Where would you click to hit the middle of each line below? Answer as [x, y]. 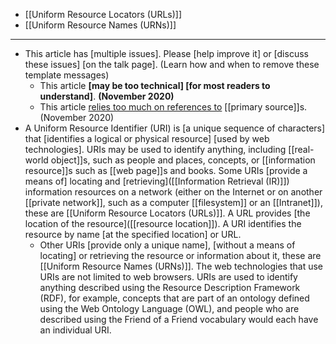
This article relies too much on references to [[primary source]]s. [173, 107]
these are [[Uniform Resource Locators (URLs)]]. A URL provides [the [167, 213]
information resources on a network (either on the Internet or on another [173, 192]
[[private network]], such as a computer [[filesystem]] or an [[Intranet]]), [173, 202]
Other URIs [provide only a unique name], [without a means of [167, 245]
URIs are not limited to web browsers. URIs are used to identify [168, 277]
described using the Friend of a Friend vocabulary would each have [179, 319]
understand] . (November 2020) [107, 96]
